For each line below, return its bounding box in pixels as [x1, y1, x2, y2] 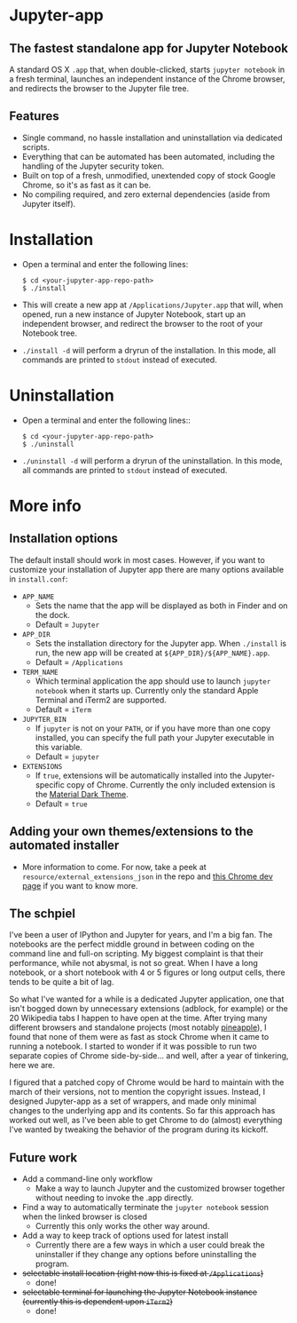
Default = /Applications [35, 656, 124, 667]
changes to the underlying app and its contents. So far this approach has [9, 1105, 276, 1116]
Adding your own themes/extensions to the [9, 824, 254, 839]
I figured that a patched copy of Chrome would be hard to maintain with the [9, 1077, 285, 1088]
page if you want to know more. [21, 880, 139, 891]
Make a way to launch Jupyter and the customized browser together [35, 1183, 285, 1194]
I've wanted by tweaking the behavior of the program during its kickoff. [9, 1124, 269, 1135]
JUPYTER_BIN [21, 715, 66, 724]
